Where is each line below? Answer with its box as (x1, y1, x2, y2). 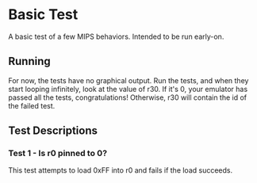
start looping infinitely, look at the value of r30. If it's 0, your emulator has (8, 84, 248, 93)
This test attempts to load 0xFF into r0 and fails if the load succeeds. (8, 166, 233, 175)
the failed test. (8, 101, 56, 110)
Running (8, 55, 52, 68)
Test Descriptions (8, 124, 98, 138)
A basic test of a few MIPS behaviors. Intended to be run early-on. (8, 32, 224, 41)
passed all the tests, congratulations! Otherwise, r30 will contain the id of (8, 93, 247, 102)
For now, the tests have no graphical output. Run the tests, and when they (8, 75, 249, 85)
